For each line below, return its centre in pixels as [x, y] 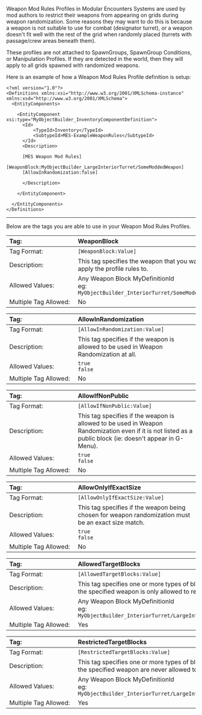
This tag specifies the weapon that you [133, 261]
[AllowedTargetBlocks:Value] [119, 574]
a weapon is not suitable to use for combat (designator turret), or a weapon [99, 28]
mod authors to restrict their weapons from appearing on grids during [92, 15]
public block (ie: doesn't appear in [126, 438]
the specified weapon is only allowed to [133, 592]
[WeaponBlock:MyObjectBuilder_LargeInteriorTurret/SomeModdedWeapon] [95, 167]
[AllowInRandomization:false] [60, 173]
